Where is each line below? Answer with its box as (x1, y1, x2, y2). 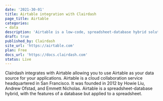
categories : (5, 20, 29, 26)
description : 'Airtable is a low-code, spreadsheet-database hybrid (5, 30, 147, 34)
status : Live (5, 57, 32, 62)
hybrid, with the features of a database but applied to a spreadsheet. (5, 91, 142, 97)
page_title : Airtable (5, 16, 49, 21)
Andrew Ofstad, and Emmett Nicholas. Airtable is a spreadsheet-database (5, 85, 153, 91)
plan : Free (5, 48, 27, 52)
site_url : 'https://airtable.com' (5, 43, 75, 48)
